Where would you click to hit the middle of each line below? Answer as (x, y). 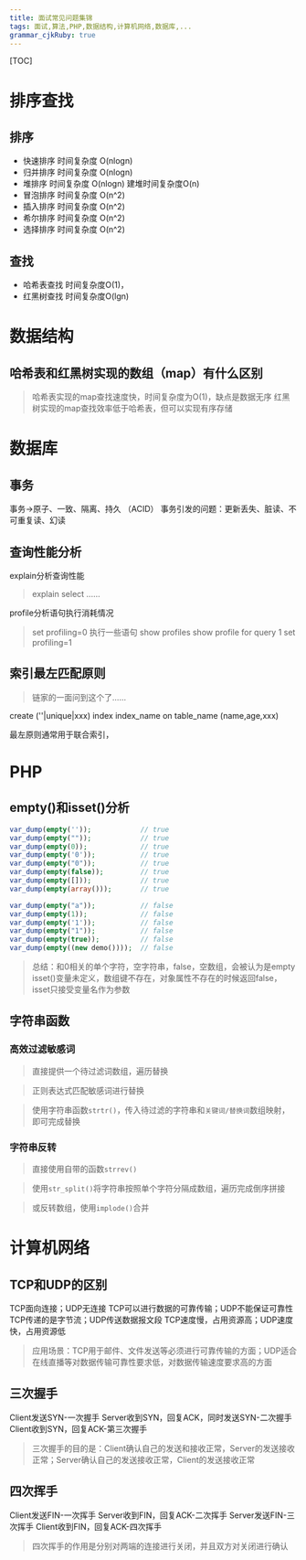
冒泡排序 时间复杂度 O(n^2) (74, 195)
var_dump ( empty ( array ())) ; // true (90, 889)
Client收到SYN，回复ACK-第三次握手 (79, 1428)
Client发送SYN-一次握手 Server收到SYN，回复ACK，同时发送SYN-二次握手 (151, 1417)
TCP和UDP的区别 (58, 1284)
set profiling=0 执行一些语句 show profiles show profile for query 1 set (164, 632)
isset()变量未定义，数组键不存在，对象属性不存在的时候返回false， (157, 978)
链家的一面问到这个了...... (79, 697)
